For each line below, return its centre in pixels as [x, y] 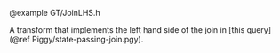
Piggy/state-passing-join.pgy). [88, 39]
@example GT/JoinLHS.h [55, 13]
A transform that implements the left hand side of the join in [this [127, 30]
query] [259, 30]
